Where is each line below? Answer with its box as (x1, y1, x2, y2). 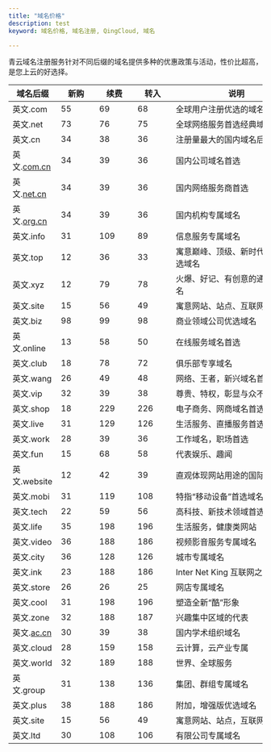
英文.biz (12, 315, 43, 327)
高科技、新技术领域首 (176, 506, 257, 517)
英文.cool (12, 597, 48, 608)
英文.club (12, 358, 48, 370)
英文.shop (12, 403, 50, 415)
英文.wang (12, 373, 52, 384)
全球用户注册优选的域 (176, 104, 257, 115)
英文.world (12, 658, 52, 669)
